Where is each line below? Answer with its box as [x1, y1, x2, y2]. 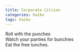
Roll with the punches [5, 31, 51, 37]
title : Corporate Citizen [5, 7, 60, 13]
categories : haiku [5, 12, 44, 17]
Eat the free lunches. [5, 42, 49, 48]
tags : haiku [5, 17, 31, 22]
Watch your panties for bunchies [5, 36, 74, 42]
